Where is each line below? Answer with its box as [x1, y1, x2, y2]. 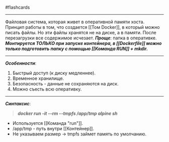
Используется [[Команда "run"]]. [12, 120, 83, 126]
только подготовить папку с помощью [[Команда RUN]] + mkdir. [5, 45, 148, 52]
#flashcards [5, 5, 30, 10]
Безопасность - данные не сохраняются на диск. [12, 81, 119, 86]
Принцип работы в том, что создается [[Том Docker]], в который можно [5, 24, 160, 30]
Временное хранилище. [12, 75, 64, 81]
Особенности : [5, 60, 37, 66]
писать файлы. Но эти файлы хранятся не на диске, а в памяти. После [5, 30, 157, 35]
